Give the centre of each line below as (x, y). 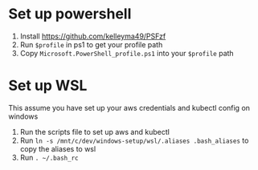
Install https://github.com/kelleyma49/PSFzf (93, 36)
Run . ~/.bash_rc (49, 157)
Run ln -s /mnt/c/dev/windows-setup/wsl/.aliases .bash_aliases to (134, 140)
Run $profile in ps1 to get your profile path (91, 44)
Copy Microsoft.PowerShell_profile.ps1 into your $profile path (127, 53)
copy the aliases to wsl (58, 148)
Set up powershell (70, 14)
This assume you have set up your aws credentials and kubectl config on (129, 107)
